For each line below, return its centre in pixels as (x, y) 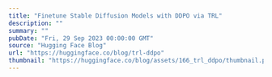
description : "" (36, 23)
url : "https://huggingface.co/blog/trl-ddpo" (86, 53)
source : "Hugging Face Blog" (57, 46)
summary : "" (28, 30)
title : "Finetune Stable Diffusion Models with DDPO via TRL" (115, 16)
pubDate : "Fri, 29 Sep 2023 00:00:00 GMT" (81, 38)
